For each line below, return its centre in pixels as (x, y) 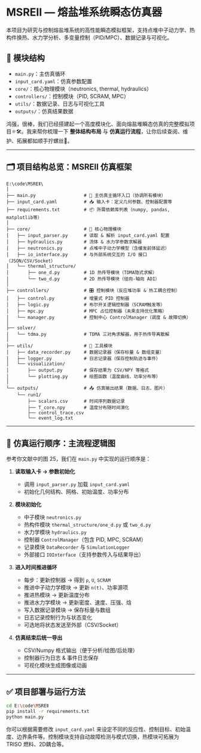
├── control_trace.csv (56, 413)
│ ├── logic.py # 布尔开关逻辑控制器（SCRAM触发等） (86, 305)
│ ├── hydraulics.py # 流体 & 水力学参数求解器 (74, 242)
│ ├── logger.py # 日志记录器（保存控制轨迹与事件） (83, 359)
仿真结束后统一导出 (39, 637)
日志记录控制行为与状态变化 (58, 618)
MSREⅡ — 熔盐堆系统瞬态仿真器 (84, 12)
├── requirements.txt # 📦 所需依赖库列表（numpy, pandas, (88, 209)
